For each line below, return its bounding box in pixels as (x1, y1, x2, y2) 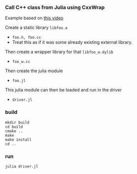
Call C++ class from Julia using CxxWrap (5, 4, 105, 11)
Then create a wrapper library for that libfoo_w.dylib (5, 49, 113, 55)
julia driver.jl (5, 164, 38, 169)
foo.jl (12, 78, 26, 84)
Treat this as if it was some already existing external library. (12, 39, 133, 45)
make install (5, 137, 32, 142)
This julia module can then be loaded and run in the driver (5, 87, 122, 93)
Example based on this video (5, 15, 64, 21)
